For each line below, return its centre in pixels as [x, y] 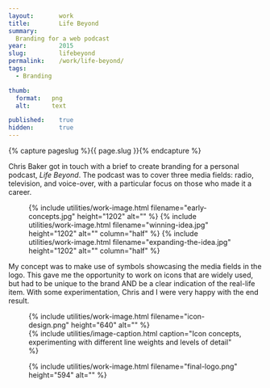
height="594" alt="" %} [68, 375]
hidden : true [41, 128]
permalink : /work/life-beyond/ [66, 61]
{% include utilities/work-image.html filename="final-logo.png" [133, 366]
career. [20, 192]
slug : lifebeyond [52, 53]
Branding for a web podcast [63, 38]
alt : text [41, 106]
